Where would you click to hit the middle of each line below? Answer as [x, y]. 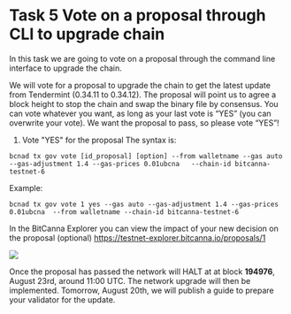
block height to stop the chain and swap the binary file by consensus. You [144, 103]
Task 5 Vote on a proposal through [138, 15]
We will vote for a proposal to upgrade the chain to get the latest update [140, 85]
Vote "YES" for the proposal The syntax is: [99, 140]
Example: [26, 188]
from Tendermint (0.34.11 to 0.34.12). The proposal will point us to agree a [143, 95]
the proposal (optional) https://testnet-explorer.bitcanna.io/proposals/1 [138, 237]
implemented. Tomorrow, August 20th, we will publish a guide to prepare [142, 290]
